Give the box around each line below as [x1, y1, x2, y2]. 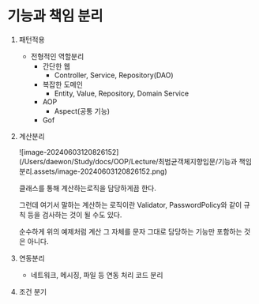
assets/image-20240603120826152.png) [33, 167, 167, 176]
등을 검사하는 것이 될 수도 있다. [27, 210, 122, 220]
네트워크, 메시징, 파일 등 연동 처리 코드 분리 [30, 270, 163, 280]
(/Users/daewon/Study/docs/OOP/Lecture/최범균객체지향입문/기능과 [18, 156, 238, 166]
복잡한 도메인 [42, 80, 84, 89]
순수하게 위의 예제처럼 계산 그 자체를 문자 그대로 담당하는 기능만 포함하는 [18, 227, 242, 236]
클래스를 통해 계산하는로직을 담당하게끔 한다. [18, 183, 157, 193]
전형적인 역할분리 [30, 51, 84, 61]
